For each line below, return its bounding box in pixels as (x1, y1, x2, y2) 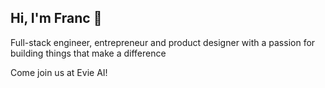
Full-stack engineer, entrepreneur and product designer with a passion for (10, 36, 316, 48)
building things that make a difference (10, 47, 167, 59)
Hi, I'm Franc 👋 (10, 10, 103, 27)
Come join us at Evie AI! (10, 66, 108, 78)
